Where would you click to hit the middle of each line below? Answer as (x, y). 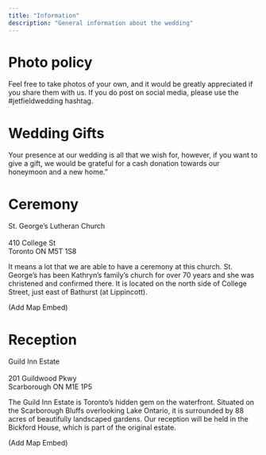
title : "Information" (44, 15)
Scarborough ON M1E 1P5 (50, 387)
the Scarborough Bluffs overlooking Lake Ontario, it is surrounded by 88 (126, 411)
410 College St (32, 243)
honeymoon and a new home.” (58, 172)
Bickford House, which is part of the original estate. (92, 428)
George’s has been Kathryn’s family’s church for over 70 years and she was (131, 276)
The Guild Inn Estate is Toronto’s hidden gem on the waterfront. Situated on (131, 403)
